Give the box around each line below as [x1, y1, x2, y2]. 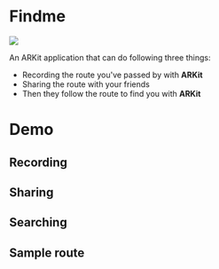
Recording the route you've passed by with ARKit [21, 69, 203, 80]
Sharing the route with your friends [21, 78, 151, 90]
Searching [9, 215, 68, 230]
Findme [9, 6, 66, 27]
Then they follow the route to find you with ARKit [21, 88, 201, 99]
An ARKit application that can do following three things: [9, 51, 211, 63]
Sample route [9, 245, 85, 260]
